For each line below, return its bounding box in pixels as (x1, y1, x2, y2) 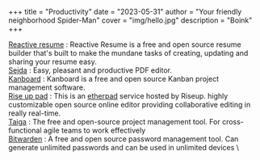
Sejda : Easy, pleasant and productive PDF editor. (8, 65, 172, 75)
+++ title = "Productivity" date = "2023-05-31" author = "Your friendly (8, 7, 242, 16)
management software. (8, 82, 86, 92)
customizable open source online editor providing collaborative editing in (8, 100, 251, 109)
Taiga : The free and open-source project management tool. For (8, 117, 220, 126)
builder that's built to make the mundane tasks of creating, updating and (8, 48, 249, 57)
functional (8, 125, 42, 135)
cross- (221, 117, 245, 126)
